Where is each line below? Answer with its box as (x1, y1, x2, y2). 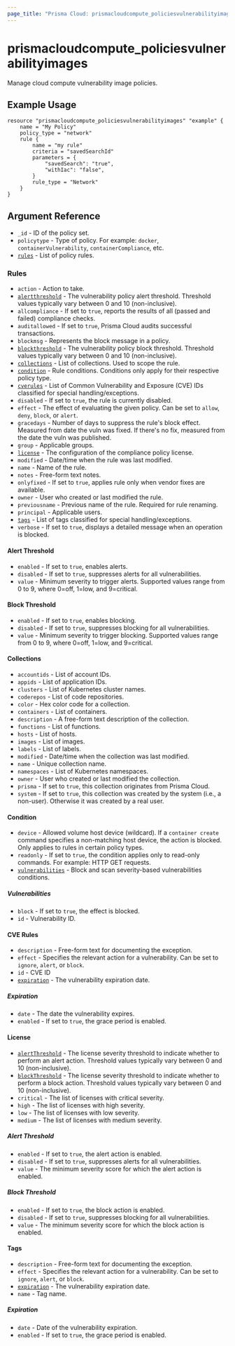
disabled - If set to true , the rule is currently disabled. (17, 396, 173, 405)
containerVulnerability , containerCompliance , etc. (17, 243, 164, 253)
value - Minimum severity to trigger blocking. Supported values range (17, 631, 219, 639)
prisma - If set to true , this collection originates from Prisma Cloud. (17, 782, 211, 790)
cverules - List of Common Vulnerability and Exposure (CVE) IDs (17, 382, 204, 390)
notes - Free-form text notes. (17, 471, 101, 479)
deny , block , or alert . (17, 411, 78, 419)
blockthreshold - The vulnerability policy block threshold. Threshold (17, 344, 215, 353)
